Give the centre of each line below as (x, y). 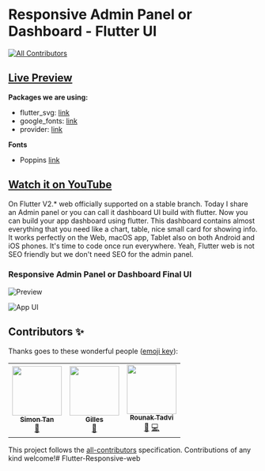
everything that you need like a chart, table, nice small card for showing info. (133, 229)
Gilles (95, 420)
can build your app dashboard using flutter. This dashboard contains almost (132, 220)
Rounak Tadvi (151, 418)
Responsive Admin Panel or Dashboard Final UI (100, 274)
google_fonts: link (48, 121)
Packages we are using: (48, 97)
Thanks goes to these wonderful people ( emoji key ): (93, 351)
